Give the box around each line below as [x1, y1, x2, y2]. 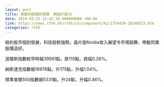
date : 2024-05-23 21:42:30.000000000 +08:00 [5, 16, 97, 21]
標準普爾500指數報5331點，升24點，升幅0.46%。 [5, 77, 106, 83]
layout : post [5, 7, 32, 12]
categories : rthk [5, 25, 41, 30]
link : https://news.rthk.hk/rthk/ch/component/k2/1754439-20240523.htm [5, 21, 154, 26]
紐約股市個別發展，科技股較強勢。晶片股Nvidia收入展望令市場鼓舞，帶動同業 [5, 40, 160, 45]
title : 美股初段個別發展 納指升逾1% [5, 12, 72, 17]
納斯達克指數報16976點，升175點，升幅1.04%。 [5, 66, 101, 72]
